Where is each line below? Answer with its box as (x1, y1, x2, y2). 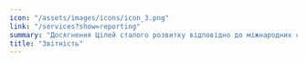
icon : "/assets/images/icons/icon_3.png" (9, 13, 170, 23)
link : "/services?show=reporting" (9, 22, 142, 31)
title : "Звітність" (9, 38, 84, 48)
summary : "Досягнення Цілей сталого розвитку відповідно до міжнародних (9, 30, 292, 39)
